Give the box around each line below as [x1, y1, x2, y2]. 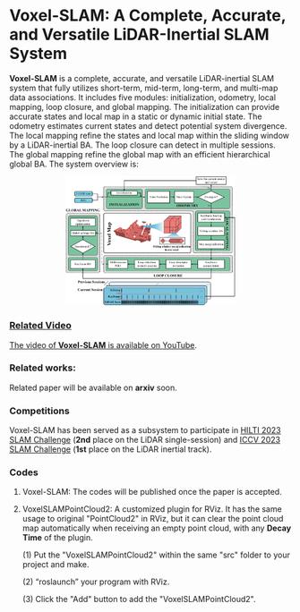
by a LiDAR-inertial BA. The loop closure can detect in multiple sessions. [9, 140, 276, 150]
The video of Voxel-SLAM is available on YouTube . [9, 339, 198, 350]
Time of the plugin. [21, 532, 93, 543]
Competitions [9, 404, 70, 417]
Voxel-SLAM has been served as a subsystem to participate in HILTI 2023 [9, 425, 281, 436]
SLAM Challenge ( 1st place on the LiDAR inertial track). [9, 444, 212, 455]
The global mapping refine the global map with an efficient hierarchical [9, 149, 270, 159]
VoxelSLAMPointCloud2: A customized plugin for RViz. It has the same [21, 504, 282, 514]
